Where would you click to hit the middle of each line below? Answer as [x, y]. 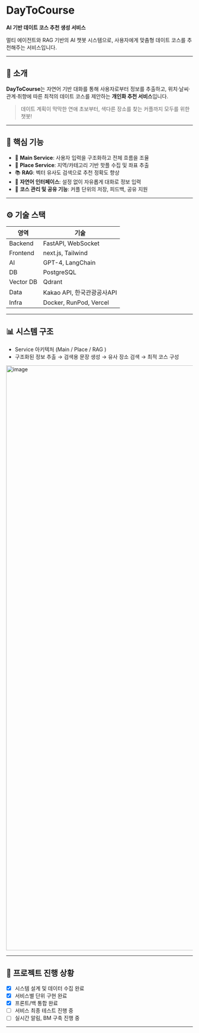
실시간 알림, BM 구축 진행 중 [47, 1018]
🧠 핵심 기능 [25, 142]
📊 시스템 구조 [30, 331]
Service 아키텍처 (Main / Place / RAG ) [60, 349]
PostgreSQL [60, 272]
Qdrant [53, 282]
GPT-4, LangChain [69, 263]
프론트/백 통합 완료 [36, 1003]
